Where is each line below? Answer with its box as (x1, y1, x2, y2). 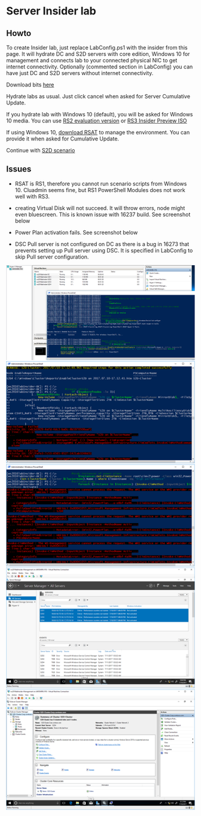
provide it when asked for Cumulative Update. (6, 135, 120, 142)
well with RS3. (14, 193, 50, 200)
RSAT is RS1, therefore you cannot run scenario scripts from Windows (14, 180, 187, 187)
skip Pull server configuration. (14, 253, 89, 260)
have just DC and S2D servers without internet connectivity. (6, 70, 154, 76)
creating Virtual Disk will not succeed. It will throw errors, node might (14, 204, 185, 211)
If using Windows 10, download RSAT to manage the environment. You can (6, 129, 190, 136)
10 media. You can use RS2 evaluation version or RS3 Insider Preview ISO (6, 117, 187, 124)
